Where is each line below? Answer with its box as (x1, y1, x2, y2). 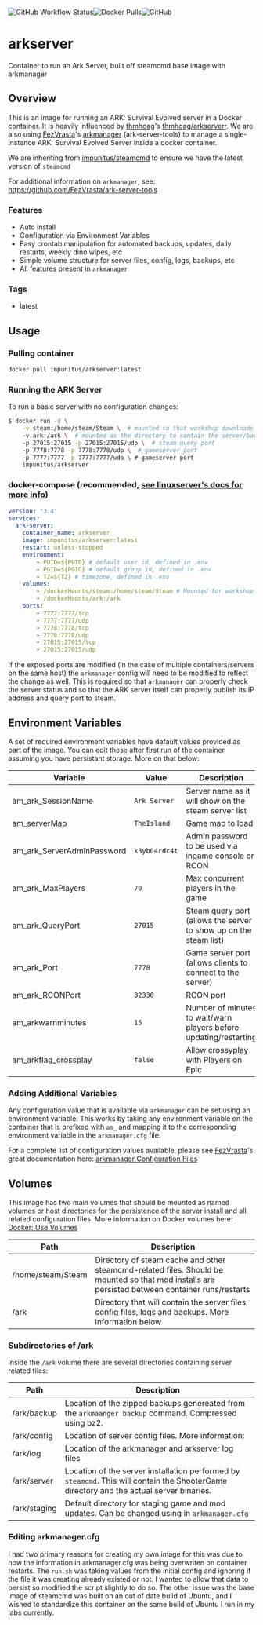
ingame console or (186, 850, 254, 861)
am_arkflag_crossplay (12, 1054, 92, 1065)
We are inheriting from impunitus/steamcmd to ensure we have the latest (8, 153, 243, 162)
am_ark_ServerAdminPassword (12, 845, 127, 856)
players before (186, 1021, 240, 1032)
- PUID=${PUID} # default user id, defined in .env (36, 558, 209, 566)
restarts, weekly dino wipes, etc (19, 247, 123, 257)
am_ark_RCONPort (12, 989, 81, 1000)
